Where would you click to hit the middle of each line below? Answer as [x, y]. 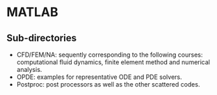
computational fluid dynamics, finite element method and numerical [113, 62]
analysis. [29, 70]
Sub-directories [42, 38]
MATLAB [32, 12]
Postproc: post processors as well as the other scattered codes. [108, 84]
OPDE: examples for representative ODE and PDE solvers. [99, 77]
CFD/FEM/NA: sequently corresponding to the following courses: [110, 54]
